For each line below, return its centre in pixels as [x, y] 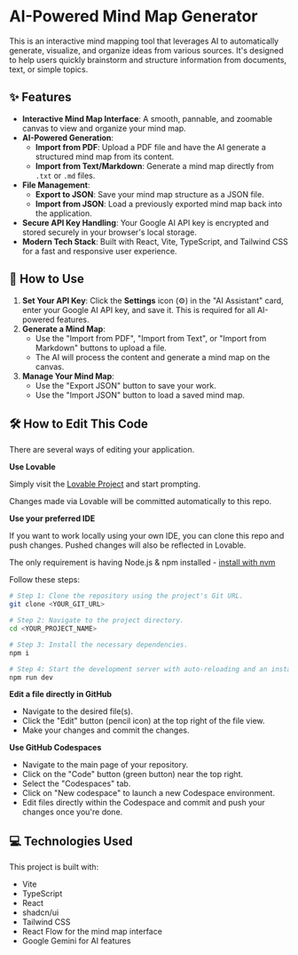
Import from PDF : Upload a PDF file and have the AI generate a [150, 147]
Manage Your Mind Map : [68, 376]
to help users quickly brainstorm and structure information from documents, [148, 60]
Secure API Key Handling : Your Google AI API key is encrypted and [145, 222]
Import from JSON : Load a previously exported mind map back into [159, 204]
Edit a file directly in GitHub [61, 694]
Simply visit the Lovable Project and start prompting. [105, 484]
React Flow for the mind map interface [92, 932]
